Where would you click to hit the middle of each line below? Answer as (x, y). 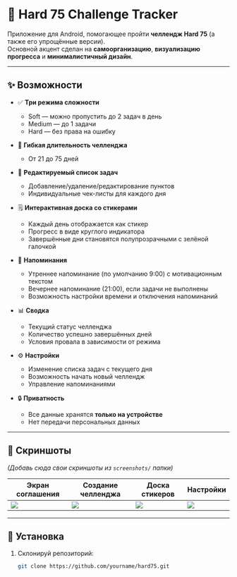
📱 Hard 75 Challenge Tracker (93, 14)
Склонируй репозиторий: (55, 554)
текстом (40, 281)
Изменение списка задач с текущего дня (90, 369)
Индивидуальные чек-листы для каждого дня (97, 193)
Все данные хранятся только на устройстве (96, 414)
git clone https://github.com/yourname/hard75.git (93, 566)
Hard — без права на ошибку (72, 131)
